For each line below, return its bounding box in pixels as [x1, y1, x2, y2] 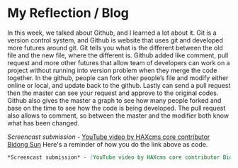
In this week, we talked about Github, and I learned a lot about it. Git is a [7, 28, 217, 37]
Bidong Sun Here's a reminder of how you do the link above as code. [7, 140, 208, 148]
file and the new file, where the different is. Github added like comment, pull [7, 51, 229, 60]
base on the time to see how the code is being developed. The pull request [7, 103, 226, 112]
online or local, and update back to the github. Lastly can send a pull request [7, 81, 231, 89]
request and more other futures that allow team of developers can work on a [7, 58, 230, 67]
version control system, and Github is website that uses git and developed [7, 35, 223, 44]
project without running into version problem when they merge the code [7, 66, 217, 74]
